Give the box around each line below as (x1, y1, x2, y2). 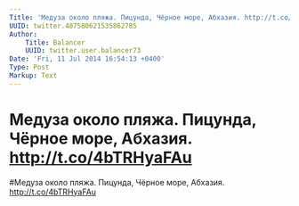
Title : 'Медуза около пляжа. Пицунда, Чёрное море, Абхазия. (9, 12, 241, 22)
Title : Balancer (25, 37, 86, 47)
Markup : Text (9, 71, 58, 80)
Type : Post (9, 63, 50, 72)
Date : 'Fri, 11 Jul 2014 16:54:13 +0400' (9, 54, 166, 63)
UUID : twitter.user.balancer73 (25, 46, 141, 55)
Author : (9, 29, 38, 38)
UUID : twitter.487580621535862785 (9, 21, 138, 30)
